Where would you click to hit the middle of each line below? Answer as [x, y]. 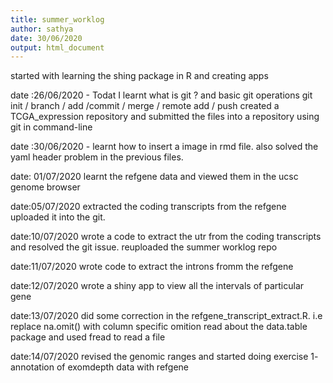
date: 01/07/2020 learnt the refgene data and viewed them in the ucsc [154, 177]
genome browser [45, 187]
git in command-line [51, 127]
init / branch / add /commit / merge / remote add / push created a [145, 106]
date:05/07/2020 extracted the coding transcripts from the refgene [148, 207]
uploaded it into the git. [58, 217]
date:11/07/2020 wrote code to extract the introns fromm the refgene [152, 267]
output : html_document [57, 47]
